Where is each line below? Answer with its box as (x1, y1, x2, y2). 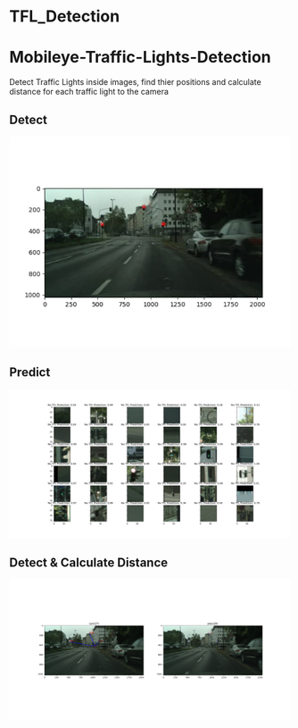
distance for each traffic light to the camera (9, 87, 170, 97)
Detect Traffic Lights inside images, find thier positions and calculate (9, 77, 261, 88)
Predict (9, 364, 51, 381)
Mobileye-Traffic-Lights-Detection (9, 47, 271, 68)
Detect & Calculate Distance (9, 555, 169, 570)
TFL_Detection (9, 6, 120, 27)
